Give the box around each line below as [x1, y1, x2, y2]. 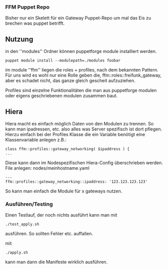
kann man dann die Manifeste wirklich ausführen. [5, 259, 108, 265]
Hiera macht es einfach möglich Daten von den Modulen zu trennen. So [5, 120, 154, 126]
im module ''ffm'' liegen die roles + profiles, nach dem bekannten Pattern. [5, 67, 159, 73]
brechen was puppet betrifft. [5, 20, 65, 26]
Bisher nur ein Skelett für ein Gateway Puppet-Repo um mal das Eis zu [5, 15, 151, 21]
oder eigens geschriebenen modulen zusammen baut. [5, 93, 118, 99]
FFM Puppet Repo [5, 4, 49, 11]
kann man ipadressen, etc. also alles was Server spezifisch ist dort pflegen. [5, 126, 162, 132]
